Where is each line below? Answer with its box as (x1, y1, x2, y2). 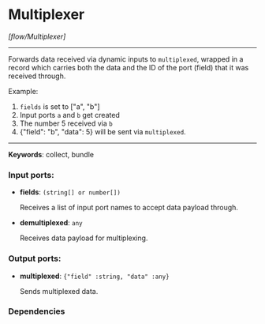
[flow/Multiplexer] (8, 32, 66, 41)
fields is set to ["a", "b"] (19, 101, 100, 111)
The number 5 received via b (19, 119, 113, 128)
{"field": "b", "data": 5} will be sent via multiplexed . (19, 126, 187, 136)
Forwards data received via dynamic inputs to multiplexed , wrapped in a (8, 54, 244, 64)
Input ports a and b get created (19, 110, 120, 119)
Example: (8, 86, 39, 96)
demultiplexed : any (19, 218, 83, 228)
